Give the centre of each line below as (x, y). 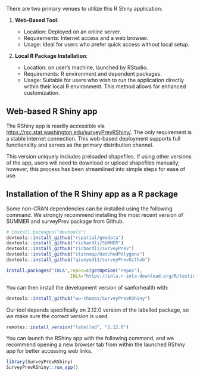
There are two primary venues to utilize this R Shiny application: (84, 9)
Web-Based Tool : (37, 20)
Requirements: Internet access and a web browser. (86, 38)
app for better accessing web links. (49, 351)
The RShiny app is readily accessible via (56, 126)
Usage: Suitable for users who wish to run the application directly (104, 80)
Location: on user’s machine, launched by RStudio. (86, 67)
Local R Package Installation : (51, 56)
